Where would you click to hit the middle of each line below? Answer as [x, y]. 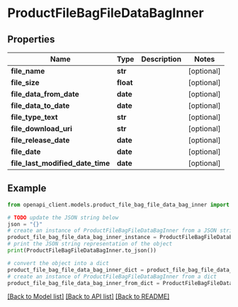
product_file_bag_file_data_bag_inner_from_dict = [84, 283]
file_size [25, 83]
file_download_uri [42, 129]
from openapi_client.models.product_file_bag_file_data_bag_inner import [119, 205]
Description [161, 59]
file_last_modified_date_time [61, 163]
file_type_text [34, 117]
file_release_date [40, 140]
